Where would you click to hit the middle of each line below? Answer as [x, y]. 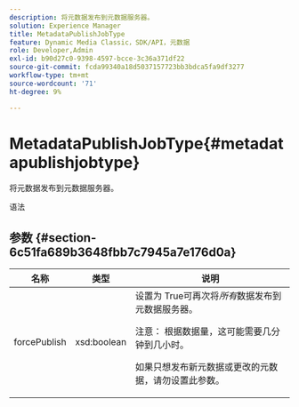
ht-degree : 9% [36, 92]
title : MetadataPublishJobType [67, 34]
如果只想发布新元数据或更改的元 [202, 367]
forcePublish [40, 342]
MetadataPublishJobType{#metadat [146, 144]
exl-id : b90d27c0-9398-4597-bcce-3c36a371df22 [97, 59]
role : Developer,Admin [51, 51]
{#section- [66, 238]
